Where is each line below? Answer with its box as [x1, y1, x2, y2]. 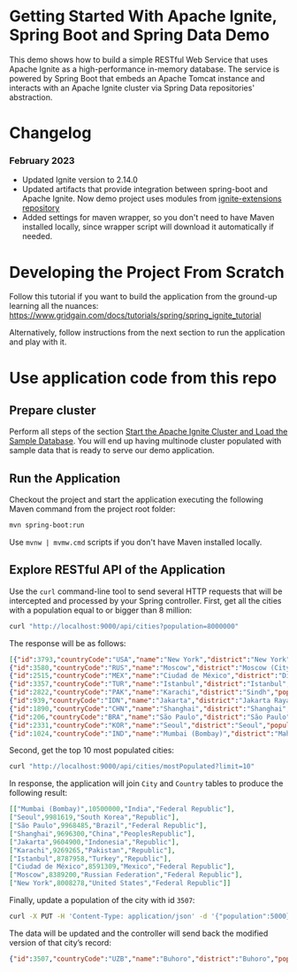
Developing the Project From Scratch [9, 262, 285, 282]
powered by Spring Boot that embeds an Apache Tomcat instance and [9, 73, 265, 83]
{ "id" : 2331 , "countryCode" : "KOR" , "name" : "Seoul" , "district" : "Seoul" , [9, 721, 267, 729]
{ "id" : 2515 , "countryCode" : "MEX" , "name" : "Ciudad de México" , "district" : [9, 671, 278, 681]
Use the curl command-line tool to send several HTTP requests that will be [9, 586, 283, 597]
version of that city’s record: [9, 937, 112, 948]
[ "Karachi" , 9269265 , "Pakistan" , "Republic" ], [9, 845, 176, 855]
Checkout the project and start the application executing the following [9, 494, 263, 505]
